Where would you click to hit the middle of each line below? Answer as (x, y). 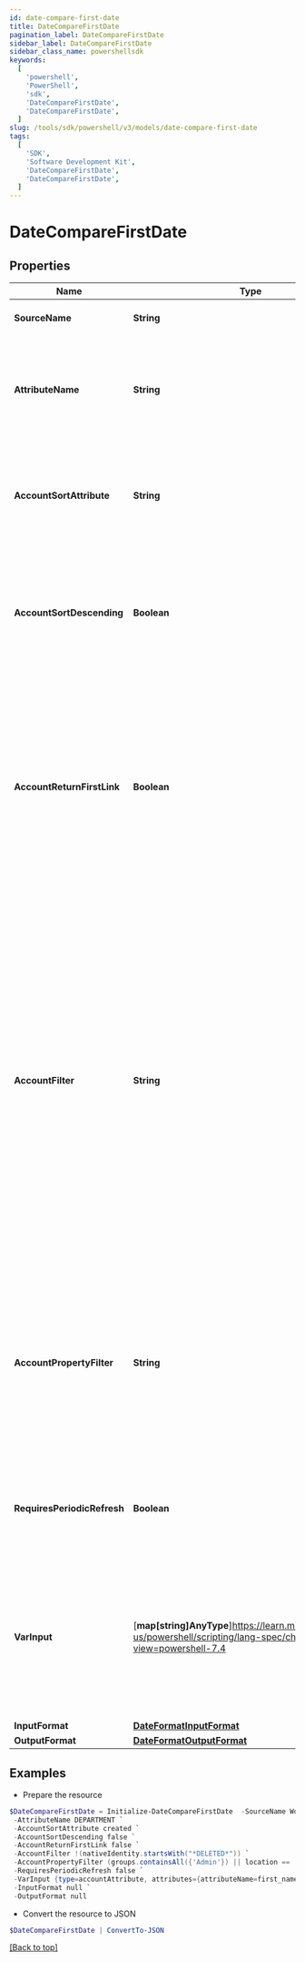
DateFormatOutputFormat (190, 1741)
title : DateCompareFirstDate (64, 26)
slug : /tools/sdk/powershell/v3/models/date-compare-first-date (133, 128)
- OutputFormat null (50, 1896)
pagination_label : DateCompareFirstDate (87, 35)
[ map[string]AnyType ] (183, 1626)
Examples (38, 1773)
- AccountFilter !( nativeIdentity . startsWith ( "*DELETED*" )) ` (131, 1854)
